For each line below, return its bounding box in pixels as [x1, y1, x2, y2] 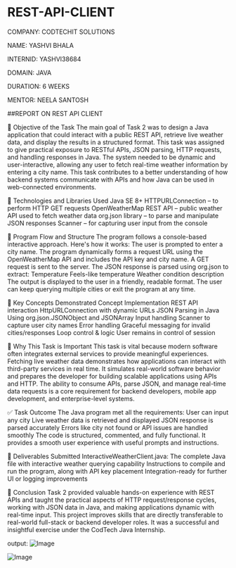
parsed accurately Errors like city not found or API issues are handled [7, 423, 209, 431]
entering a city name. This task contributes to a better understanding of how [7, 168, 228, 176]
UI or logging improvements [7, 474, 88, 483]
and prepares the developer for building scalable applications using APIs [7, 372, 218, 380]
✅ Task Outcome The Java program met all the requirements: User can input [7, 408, 229, 416]
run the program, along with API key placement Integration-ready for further [7, 467, 228, 475]
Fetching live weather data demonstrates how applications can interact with [7, 357, 226, 365]
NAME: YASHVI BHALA [7, 41, 74, 49]
